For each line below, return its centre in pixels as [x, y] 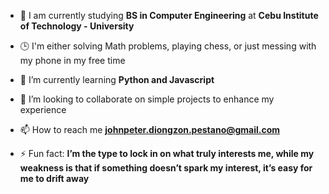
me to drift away [54, 178]
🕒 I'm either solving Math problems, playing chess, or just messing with [168, 46]
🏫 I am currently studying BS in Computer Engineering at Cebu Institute [169, 15]
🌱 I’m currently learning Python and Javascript [117, 79]
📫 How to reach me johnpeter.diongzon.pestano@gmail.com [150, 129]
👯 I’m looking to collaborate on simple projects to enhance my [147, 99]
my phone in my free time [72, 60]
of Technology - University [77, 26]
